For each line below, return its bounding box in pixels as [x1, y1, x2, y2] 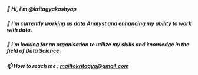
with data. [6, 26, 33, 33]
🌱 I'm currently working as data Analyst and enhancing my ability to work [6, 20, 192, 27]
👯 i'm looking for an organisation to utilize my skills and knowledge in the [6, 41, 190, 48]
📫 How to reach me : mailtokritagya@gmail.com [6, 62, 129, 69]
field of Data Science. [6, 47, 61, 54]
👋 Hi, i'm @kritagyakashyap [6, 5, 77, 12]
